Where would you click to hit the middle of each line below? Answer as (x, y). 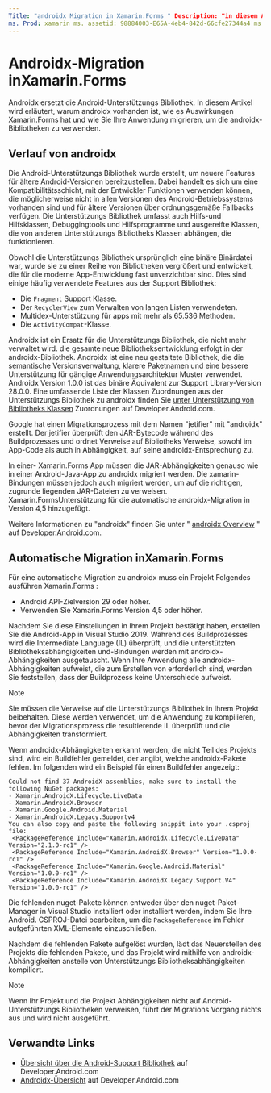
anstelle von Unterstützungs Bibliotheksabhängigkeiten (154, 962)
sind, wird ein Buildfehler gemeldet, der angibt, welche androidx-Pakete (127, 758)
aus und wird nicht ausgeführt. (59, 1018)
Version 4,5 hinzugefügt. (49, 508)
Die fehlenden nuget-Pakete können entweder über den (101, 903)
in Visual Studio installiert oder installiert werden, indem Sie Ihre (146, 912)
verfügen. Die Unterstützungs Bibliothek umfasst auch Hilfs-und (115, 216)
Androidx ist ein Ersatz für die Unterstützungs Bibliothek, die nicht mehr (127, 340)
